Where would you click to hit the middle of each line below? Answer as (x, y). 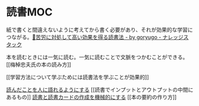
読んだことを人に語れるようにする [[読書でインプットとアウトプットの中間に (100, 89)
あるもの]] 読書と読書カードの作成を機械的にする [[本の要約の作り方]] (91, 97)
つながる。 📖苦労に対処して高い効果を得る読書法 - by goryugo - (84, 37)
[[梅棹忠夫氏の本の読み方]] (39, 64)
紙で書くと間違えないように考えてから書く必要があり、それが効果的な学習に (99, 30)
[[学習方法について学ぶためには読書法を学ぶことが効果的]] (78, 77)
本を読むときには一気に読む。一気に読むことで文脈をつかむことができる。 (97, 57)
